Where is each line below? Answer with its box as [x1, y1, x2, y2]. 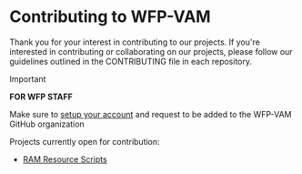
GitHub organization [9, 118, 85, 129]
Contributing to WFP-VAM [9, 6, 211, 27]
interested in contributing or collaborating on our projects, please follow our [9, 46, 293, 56]
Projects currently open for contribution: [9, 136, 161, 147]
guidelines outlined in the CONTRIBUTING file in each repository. [9, 56, 253, 67]
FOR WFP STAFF [9, 91, 73, 102]
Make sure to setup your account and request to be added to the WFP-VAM [9, 108, 293, 119]
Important [9, 73, 46, 84]
